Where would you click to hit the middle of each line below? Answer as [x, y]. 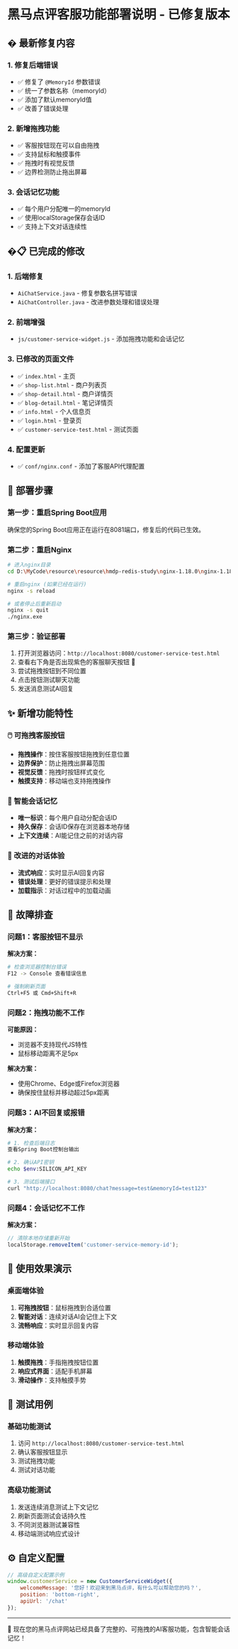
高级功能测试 [29, 1490]
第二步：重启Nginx [40, 550]
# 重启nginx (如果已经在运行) [47, 584]
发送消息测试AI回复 [46, 689]
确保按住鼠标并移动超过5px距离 [63, 1093]
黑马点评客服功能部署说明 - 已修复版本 [119, 15]
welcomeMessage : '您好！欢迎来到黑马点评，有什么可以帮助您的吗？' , [111, 1588]
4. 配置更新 [26, 450]
